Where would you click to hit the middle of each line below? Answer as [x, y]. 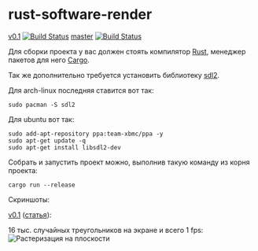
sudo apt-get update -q [47, 140]
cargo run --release [42, 185]
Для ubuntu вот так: [41, 119]
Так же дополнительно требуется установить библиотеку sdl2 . [114, 75]
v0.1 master [51, 36]
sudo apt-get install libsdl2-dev [65, 147]
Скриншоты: [29, 199]
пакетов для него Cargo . [49, 60]
